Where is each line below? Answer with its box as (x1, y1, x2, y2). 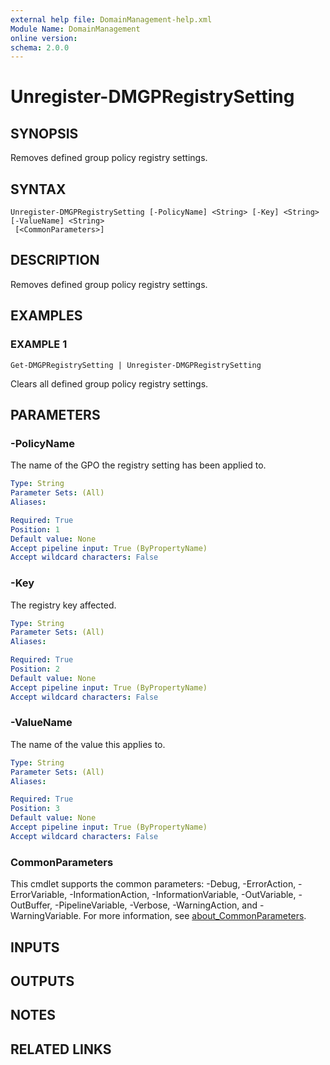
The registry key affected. (10, 599, 117, 611)
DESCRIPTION (10, 252, 100, 269)
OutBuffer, (10, 899, 53, 911)
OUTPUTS (10, 972, 75, 990)
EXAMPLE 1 (10, 337, 68, 351)
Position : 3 (10, 804, 60, 814)
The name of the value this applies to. (10, 738, 166, 750)
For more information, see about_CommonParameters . (83, 910, 307, 922)
